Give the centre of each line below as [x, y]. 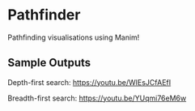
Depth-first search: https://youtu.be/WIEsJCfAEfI [89, 82]
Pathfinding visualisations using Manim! [74, 37]
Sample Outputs [49, 63]
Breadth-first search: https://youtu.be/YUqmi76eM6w [97, 98]
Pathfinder [44, 15]
